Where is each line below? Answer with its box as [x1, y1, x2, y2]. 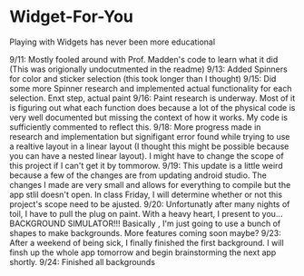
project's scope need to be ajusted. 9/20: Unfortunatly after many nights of [9, 198, 290, 210]
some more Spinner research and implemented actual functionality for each [9, 83, 292, 94]
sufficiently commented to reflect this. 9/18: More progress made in [9, 121, 261, 133]
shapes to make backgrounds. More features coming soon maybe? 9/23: [9, 227, 281, 238]
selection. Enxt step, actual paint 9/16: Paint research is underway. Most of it [9, 93, 296, 103]
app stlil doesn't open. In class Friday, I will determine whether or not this [9, 189, 283, 200]
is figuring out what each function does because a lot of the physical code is [9, 102, 296, 113]
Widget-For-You [9, 6, 134, 27]
